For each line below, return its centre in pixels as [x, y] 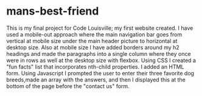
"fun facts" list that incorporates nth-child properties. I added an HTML [95, 67]
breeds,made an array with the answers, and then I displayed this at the [96, 80]
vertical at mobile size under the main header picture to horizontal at [92, 41]
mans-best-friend [53, 11]
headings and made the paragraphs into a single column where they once [99, 53]
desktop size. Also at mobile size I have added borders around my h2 [93, 47]
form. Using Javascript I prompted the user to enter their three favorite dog [100, 73]
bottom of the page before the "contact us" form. [68, 86]
